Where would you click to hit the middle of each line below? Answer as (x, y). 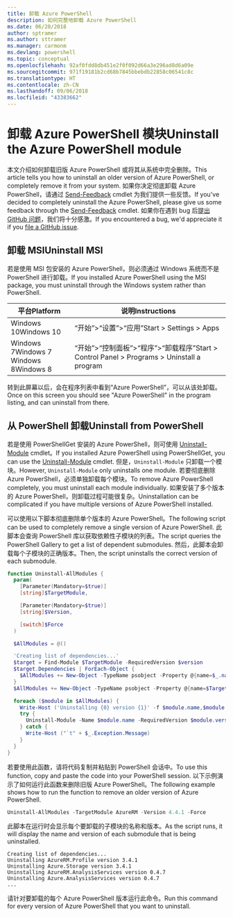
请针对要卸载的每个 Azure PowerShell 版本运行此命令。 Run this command (113, 898)
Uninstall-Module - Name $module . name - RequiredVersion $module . (120, 720)
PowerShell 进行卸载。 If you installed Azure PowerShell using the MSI (107, 277)
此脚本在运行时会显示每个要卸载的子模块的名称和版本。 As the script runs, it (115, 826)
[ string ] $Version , (46, 612)
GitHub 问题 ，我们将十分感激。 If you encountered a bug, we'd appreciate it (115, 219)
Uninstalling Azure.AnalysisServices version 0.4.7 (83, 879)
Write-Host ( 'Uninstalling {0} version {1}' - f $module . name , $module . (124, 707)
